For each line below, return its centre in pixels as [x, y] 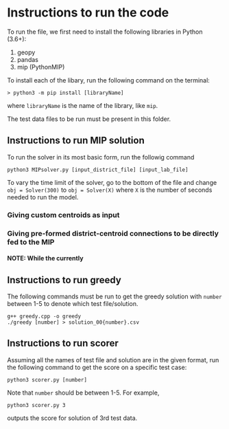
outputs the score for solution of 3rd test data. [72, 418]
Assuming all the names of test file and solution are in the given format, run [113, 360]
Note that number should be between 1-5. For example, [83, 393]
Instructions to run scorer [63, 343]
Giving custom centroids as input [63, 214]
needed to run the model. [43, 197]
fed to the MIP [31, 242]
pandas [28, 59]
